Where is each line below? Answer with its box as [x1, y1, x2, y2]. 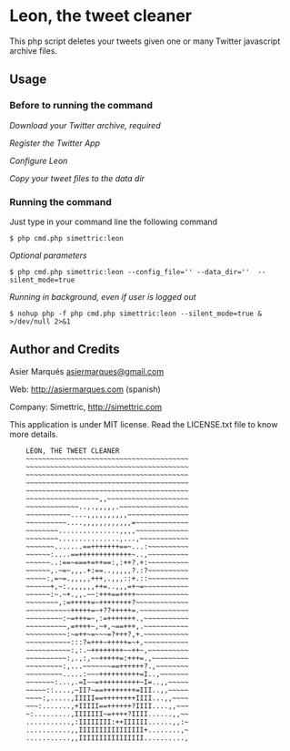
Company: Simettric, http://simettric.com [9, 401, 163, 412]
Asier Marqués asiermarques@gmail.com [9, 365, 165, 376]
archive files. [9, 45, 57, 56]
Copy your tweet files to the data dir [9, 172, 145, 183]
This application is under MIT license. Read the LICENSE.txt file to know [9, 418, 278, 429]
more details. [9, 428, 59, 439]
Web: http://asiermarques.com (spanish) [9, 384, 161, 395]
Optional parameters [9, 250, 88, 261]
